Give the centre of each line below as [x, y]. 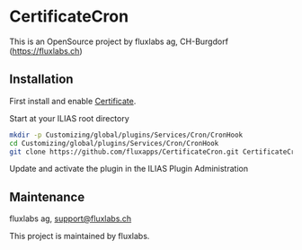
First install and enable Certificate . [73, 101]
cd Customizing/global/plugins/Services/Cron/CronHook [114, 143]
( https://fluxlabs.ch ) [46, 50]
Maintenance [47, 196]
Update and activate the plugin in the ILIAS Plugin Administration [129, 169]
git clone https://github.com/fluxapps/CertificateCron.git [124, 152]
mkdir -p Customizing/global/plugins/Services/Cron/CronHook [126, 135]
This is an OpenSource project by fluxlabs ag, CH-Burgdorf [119, 41]
